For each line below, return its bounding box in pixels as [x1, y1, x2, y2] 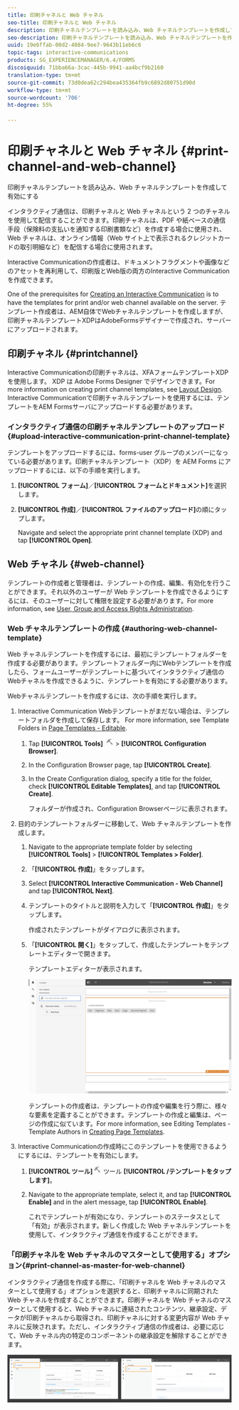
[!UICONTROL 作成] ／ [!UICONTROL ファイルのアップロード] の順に [17, 506, 215, 514]
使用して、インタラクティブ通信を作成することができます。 [28, 1230, 202, 1238]
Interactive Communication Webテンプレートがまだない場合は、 [17, 707, 206, 716]
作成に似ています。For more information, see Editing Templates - [41, 1119, 231, 1128]
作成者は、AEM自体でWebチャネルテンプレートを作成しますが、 [38, 307, 228, 315]
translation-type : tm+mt [7, 71, 81, 78]
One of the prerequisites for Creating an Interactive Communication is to [7, 289, 219, 298]
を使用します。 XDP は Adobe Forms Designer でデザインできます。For [7, 377, 216, 385]
